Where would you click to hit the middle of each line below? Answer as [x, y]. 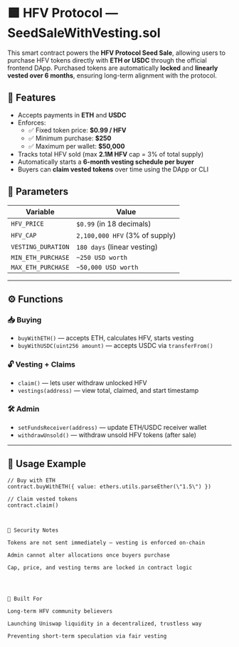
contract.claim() [33, 505]
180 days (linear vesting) [117, 247]
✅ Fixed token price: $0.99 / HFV [77, 130]
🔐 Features [32, 98]
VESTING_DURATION [40, 247]
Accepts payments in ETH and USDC [72, 115]
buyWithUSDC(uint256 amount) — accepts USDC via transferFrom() [115, 346]
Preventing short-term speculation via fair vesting [87, 636]
